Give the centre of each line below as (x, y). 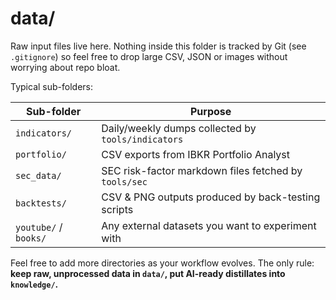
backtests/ (41, 203)
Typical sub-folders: (51, 86)
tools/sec (124, 181)
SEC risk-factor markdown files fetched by (202, 170)
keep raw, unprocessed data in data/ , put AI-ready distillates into (148, 273)
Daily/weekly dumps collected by (179, 128)
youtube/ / (39, 227)
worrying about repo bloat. (65, 67)
